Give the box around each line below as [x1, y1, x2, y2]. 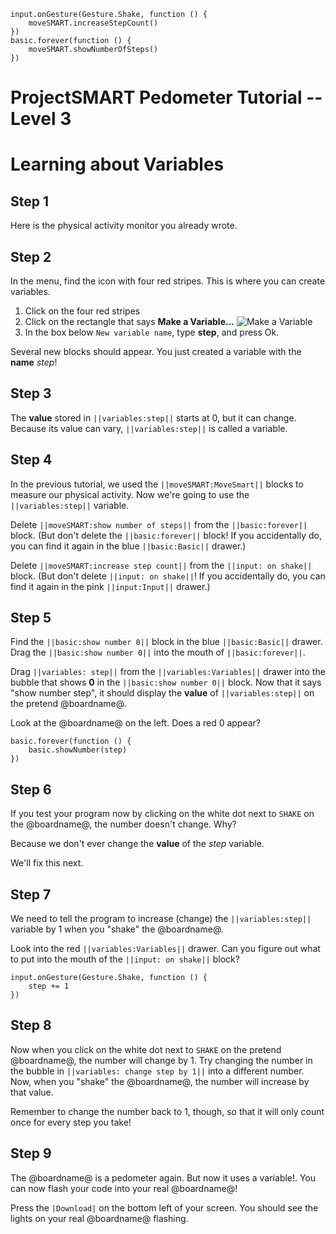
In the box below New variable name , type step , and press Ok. [24, 326, 280, 338]
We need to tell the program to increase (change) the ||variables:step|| [10, 913, 312, 925]
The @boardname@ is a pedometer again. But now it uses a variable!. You [10, 1171, 317, 1184]
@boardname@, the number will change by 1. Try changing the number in [10, 1054, 313, 1066]
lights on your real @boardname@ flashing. [10, 1212, 189, 1224]
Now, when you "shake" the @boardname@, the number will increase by [10, 1075, 310, 1087]
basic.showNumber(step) [28, 745, 128, 755]
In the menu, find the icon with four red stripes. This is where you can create [10, 275, 326, 287]
